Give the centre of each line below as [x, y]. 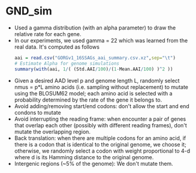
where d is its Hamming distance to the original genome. [84, 157]
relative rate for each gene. [48, 34]
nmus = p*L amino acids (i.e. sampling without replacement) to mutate [101, 87]
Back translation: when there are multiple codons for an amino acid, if [100, 138]
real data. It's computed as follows [57, 47]
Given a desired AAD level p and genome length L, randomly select [97, 80]
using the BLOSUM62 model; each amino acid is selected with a [93, 93]
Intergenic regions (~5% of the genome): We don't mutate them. [94, 163]
